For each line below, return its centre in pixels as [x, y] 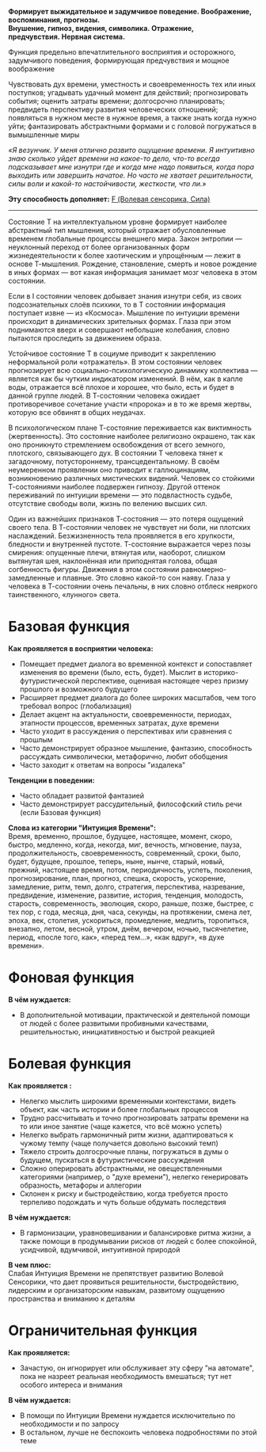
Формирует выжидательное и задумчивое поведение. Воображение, [130, 11]
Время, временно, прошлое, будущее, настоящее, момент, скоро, [120, 836]
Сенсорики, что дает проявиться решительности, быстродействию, [123, 1282]
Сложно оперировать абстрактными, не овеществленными [121, 1168]
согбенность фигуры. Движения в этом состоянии [94, 569]
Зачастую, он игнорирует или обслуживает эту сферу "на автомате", [137, 1368]
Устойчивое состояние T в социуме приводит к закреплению [112, 353]
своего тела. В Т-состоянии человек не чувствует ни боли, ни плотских [129, 527]
